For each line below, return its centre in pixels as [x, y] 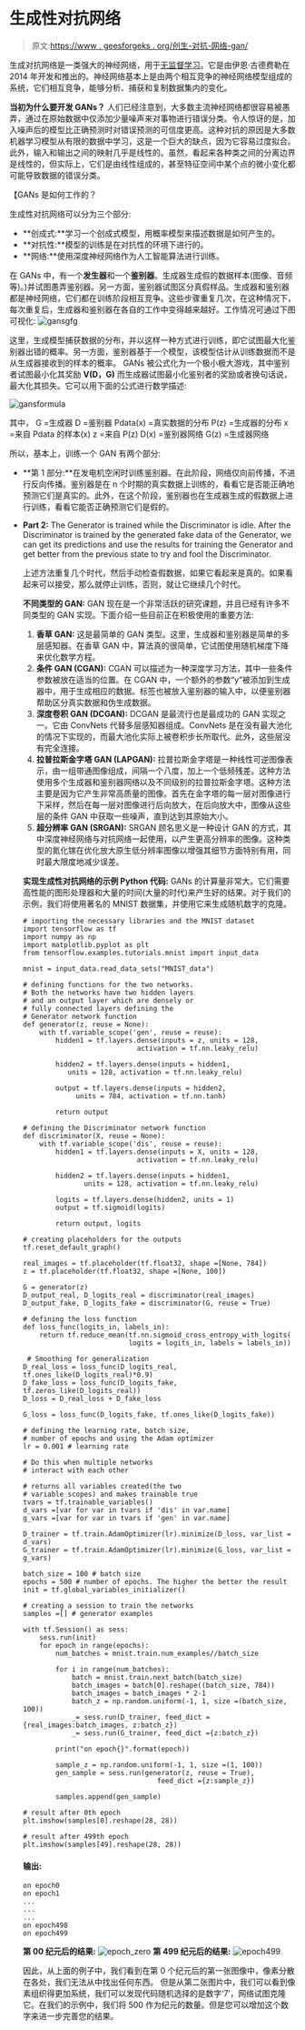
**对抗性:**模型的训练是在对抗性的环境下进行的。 [115, 244]
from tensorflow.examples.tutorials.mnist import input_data [141, 953]
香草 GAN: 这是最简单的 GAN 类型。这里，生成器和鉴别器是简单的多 [162, 634]
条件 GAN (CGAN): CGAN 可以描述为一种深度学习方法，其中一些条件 [164, 668]
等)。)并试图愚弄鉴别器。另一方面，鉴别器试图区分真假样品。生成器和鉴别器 [150, 287]
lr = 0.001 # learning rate [75, 1446]
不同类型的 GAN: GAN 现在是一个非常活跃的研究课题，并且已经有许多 [152, 603]
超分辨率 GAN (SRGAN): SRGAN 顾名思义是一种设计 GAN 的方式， [160, 827]
